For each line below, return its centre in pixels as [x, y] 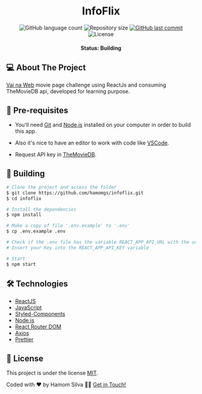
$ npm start [21, 264]
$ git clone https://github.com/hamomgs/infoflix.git [75, 193]
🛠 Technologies [37, 284]
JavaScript [28, 307]
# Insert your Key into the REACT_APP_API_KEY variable [78, 248]
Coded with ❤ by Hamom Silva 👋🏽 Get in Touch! [66, 385]
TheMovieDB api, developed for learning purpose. [68, 91]
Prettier [24, 340]
